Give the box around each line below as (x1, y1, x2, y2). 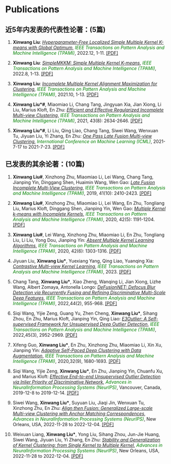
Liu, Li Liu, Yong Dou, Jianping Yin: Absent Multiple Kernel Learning (12, 237, 154, 243)
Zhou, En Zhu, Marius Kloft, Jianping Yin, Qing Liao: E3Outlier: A (12, 315, 147, 321)
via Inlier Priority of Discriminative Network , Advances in (12, 379, 132, 385)
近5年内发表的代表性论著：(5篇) (5, 25, 106, 34)
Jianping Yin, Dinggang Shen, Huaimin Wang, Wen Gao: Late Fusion (12, 179, 155, 185)
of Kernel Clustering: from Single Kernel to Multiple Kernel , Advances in (12, 442, 163, 448)
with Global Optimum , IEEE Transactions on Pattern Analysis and (28, 44, 165, 51)
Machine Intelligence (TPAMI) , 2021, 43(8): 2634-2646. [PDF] (12, 118, 142, 124)
